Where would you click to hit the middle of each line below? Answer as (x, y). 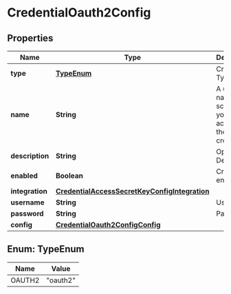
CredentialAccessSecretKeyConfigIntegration (132, 191)
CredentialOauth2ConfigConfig (108, 225)
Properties (30, 38)
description (30, 156)
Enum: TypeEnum (46, 249)
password (27, 213)
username (27, 202)
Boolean (69, 176)
